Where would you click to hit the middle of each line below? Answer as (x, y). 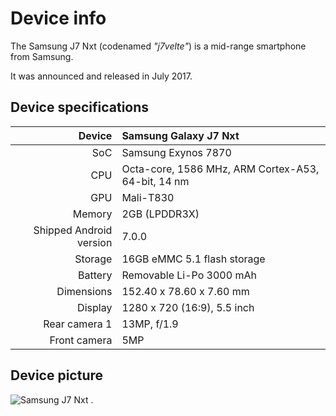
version (94, 242)
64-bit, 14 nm (155, 181)
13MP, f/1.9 (150, 324)
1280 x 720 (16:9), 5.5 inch (188, 307)
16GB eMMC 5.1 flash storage (193, 259)
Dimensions (84, 291)
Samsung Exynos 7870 (176, 152)
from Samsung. (42, 56)
